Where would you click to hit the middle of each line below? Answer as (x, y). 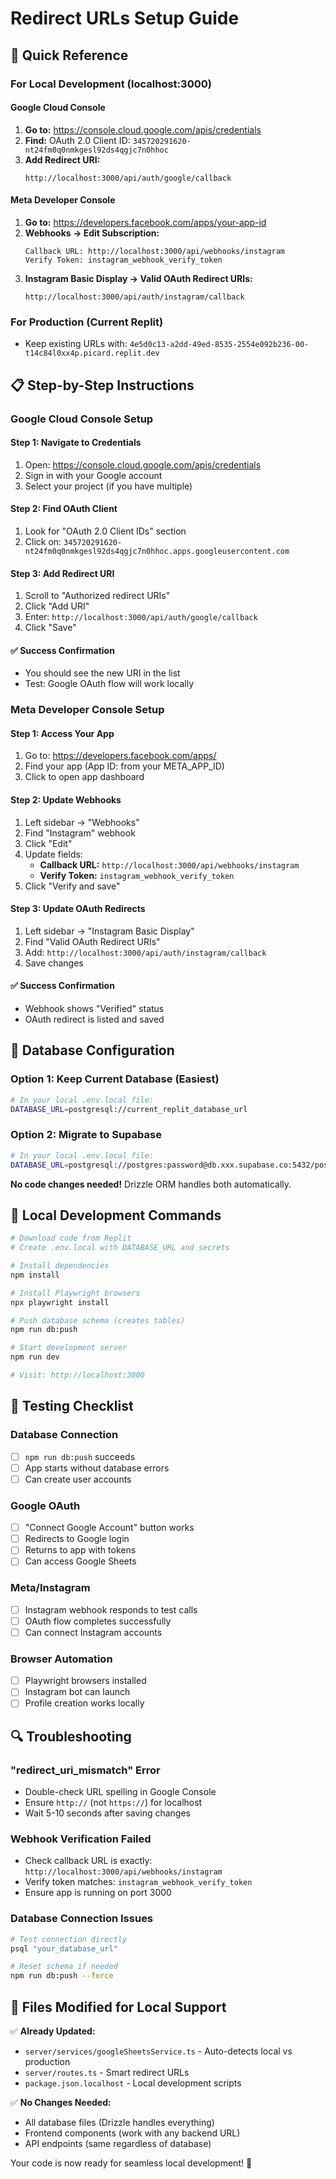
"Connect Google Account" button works (109, 1528)
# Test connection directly (69, 1939)
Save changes (54, 963)
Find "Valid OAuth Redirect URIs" (92, 941)
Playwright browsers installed (85, 1681)
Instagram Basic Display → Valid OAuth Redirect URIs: (138, 278)
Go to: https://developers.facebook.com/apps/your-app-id (145, 222)
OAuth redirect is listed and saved (94, 1019)
